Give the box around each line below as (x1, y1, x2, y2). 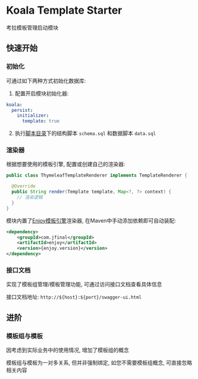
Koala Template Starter (6, 4, 122, 17)
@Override (11, 183, 36, 189)
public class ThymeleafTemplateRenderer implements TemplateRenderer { (6, 173, 187, 178)
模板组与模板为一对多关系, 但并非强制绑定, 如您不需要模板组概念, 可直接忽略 (6, 359, 192, 367)
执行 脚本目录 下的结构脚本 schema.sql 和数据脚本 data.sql (14, 130, 156, 137)
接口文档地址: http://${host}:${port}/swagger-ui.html (6, 293, 142, 300)
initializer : (17, 112, 49, 119)
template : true (21, 118, 60, 124)
